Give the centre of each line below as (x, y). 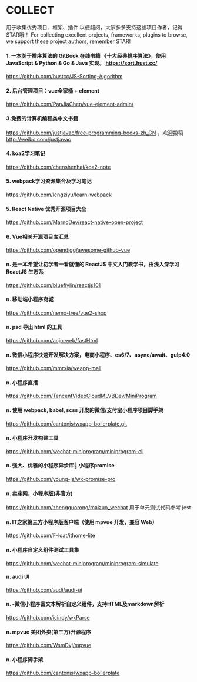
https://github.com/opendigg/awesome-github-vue (68, 250)
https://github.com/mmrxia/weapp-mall (54, 368)
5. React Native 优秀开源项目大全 (46, 209)
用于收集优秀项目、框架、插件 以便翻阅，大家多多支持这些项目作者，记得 (94, 27)
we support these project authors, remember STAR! (69, 41)
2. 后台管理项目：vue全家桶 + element (53, 90)
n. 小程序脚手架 (25, 659)
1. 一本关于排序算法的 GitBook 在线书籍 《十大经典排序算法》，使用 (86, 55)
